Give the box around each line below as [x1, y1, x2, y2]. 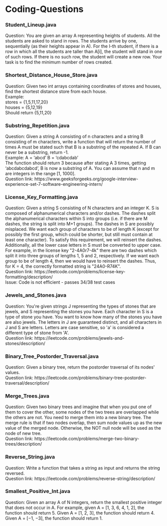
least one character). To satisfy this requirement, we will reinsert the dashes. [5, 237, 163, 243]
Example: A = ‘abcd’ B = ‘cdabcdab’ [5, 155, 79, 161]
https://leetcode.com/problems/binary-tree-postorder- [34, 375, 147, 381]
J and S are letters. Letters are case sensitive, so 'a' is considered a [5, 324, 144, 330]
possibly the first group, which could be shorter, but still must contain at [5, 231, 153, 238]
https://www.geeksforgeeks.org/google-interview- [34, 176, 139, 182]
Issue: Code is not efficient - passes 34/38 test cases [5, 279, 116, 285]
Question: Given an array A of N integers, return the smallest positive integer [5, 499, 163, 505]
